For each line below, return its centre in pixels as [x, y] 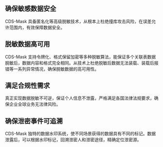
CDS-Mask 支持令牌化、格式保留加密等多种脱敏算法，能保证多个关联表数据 [81, 57]
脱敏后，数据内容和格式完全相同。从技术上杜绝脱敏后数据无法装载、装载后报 [82, 63]
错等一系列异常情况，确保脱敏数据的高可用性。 [52, 69]
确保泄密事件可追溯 [34, 121]
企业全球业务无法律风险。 [35, 104]
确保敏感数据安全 [31, 9]
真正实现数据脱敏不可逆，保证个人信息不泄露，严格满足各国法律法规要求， [80, 98]
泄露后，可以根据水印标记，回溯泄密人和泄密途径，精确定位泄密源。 [73, 140]
